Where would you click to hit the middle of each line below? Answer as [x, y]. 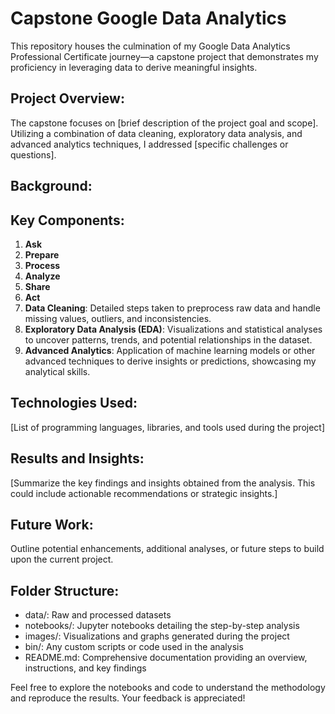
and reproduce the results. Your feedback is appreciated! [128, 698]
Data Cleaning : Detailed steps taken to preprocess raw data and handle [172, 308]
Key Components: [67, 220]
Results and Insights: [77, 458]
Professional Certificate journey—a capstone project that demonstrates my [164, 56]
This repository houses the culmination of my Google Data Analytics [150, 46]
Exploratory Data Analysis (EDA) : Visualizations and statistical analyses [173, 329]
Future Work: [52, 524]
